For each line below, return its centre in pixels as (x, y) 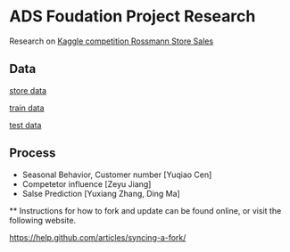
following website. (43, 220)
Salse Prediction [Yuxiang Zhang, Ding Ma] (101, 193)
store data (28, 90)
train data (27, 108)
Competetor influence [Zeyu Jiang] (87, 183)
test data (25, 125)
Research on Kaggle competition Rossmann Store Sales (112, 41)
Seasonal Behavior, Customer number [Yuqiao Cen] (117, 175)
